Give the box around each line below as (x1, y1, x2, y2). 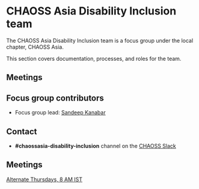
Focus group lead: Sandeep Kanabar (14, 109, 106, 116)
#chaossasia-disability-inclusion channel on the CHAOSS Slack (14, 142, 176, 149)
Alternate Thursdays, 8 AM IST (6, 176, 83, 183)
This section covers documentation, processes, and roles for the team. (6, 55, 182, 62)
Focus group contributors (6, 93, 104, 103)
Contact (6, 126, 37, 137)
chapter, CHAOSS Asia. (6, 43, 64, 51)
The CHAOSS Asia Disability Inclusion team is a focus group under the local (6, 37, 194, 44)
